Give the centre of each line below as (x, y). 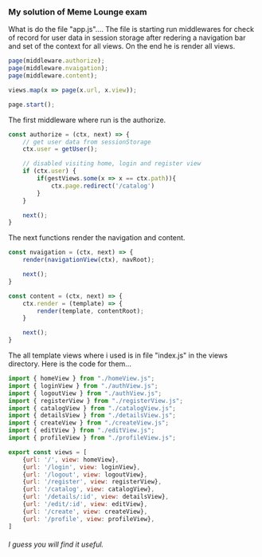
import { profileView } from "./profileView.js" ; (92, 438)
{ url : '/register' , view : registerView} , (92, 482)
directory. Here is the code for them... (70, 364)
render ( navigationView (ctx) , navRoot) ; (89, 260)
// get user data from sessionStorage (87, 142)
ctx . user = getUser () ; (60, 149)
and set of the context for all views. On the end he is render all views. (122, 46)
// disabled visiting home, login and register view (112, 164)
